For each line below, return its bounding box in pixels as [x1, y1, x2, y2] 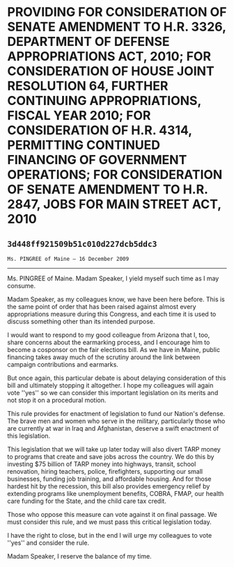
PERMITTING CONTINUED [7, 137, 160, 153]
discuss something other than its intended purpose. [7, 317, 155, 326]
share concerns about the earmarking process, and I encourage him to [7, 338, 210, 346]
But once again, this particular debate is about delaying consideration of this [7, 374, 226, 382]
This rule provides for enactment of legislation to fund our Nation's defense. [7, 410, 225, 417]
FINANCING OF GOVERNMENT [7, 152, 187, 168]
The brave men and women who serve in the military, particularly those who [7, 417, 226, 425]
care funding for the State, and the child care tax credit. [7, 497, 167, 505]
